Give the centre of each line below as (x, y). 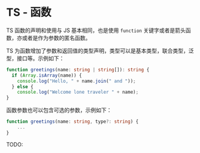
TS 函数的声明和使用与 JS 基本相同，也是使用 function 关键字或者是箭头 (96, 30)
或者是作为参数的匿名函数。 (56, 37)
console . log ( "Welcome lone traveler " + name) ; (78, 92)
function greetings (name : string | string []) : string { (78, 70)
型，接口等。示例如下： (35, 58)
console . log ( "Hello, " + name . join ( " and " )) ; (77, 81)
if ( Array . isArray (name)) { (47, 75)
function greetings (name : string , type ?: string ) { (72, 122)
